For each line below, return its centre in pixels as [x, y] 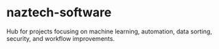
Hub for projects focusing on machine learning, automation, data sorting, [109, 31]
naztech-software [59, 13]
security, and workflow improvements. [60, 38]
